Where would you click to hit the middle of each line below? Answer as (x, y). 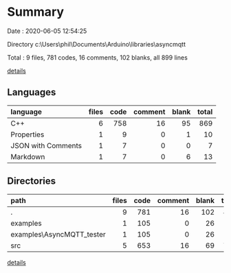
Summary (35, 12)
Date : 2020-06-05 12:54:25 (47, 31)
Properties (27, 134)
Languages (32, 92)
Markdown (28, 156)
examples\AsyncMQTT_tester (58, 234)
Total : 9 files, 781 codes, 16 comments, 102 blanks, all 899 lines (97, 57)
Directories (32, 181)
